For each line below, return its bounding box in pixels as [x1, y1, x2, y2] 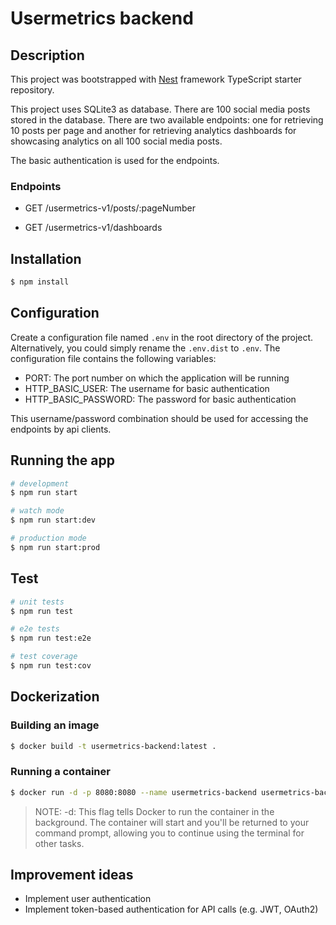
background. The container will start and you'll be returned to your [34, 816, 310, 828]
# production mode [10, 533, 87, 544]
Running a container [10, 765, 111, 779]
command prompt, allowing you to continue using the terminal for [34, 827, 305, 839]
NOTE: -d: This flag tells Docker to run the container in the [34, 805, 275, 817]
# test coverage [10, 652, 78, 662]
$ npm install [10, 277, 70, 287]
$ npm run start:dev [10, 515, 97, 526]
